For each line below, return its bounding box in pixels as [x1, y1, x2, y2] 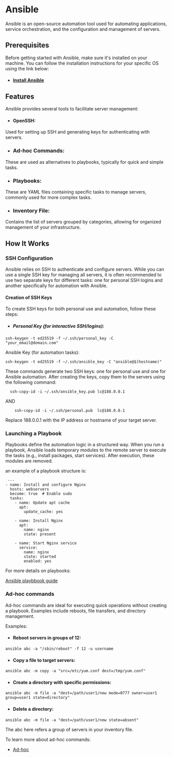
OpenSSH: [12, 117, 36, 124]
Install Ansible [12, 77, 45, 83]
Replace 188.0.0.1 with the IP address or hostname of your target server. [5, 417, 158, 423]
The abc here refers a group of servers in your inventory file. [5, 726, 133, 732]
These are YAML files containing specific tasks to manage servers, [5, 188, 147, 195]
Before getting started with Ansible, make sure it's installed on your [5, 54, 147, 61]
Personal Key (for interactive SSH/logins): [12, 323, 104, 329]
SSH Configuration [5, 254, 53, 261]
